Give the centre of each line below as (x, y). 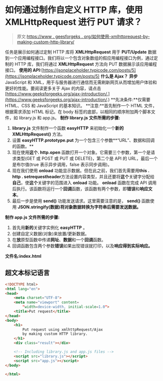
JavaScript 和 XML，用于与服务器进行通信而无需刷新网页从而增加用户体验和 (81, 82)
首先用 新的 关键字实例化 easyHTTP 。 (49, 227)
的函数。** (23, 146)
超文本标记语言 (27, 273)
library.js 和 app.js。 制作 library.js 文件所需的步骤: (69, 117)
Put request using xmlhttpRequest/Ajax (63, 330)
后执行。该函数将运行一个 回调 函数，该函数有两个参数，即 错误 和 (76, 189)
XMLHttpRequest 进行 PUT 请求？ (73, 22)
